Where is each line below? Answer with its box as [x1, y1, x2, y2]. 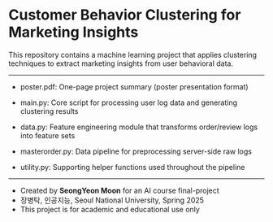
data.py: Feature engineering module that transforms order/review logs [19, 122, 258, 132]
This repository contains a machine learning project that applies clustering [8, 50, 258, 59]
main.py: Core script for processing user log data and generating [19, 98, 238, 107]
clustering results [19, 106, 79, 115]
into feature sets [19, 130, 76, 140]
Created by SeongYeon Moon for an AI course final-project [19, 185, 219, 195]
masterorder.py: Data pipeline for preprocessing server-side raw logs [19, 146, 252, 156]
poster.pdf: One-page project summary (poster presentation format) [19, 81, 249, 91]
